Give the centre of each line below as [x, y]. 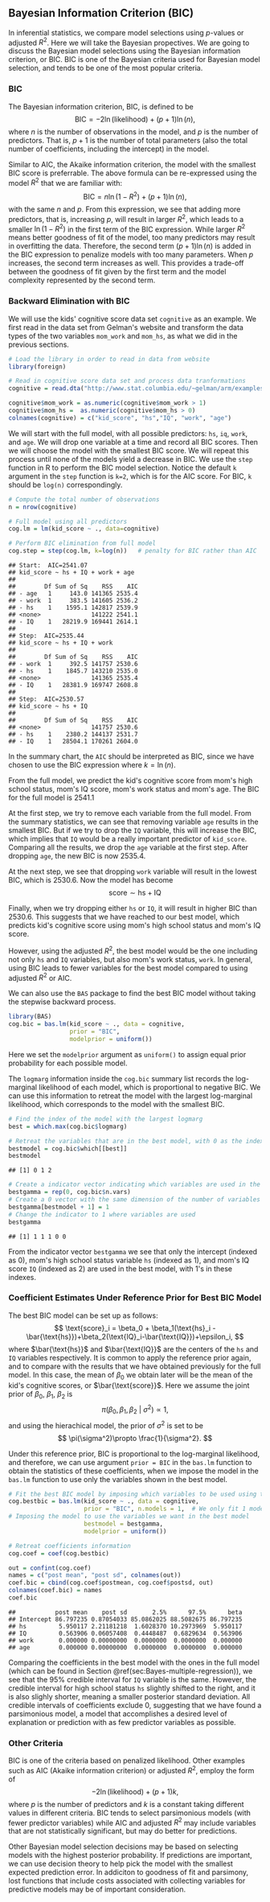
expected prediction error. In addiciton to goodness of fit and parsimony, [129, 1872]
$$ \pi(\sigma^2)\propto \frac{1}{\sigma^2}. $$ [135, 1438]
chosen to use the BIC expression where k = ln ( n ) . [92, 765]
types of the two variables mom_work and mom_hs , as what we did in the [123, 336]
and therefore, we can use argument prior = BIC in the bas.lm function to [130, 1462]
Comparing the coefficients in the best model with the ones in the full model [134, 1662]
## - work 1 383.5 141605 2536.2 [73, 601]
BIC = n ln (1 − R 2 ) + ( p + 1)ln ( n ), [135, 196]
